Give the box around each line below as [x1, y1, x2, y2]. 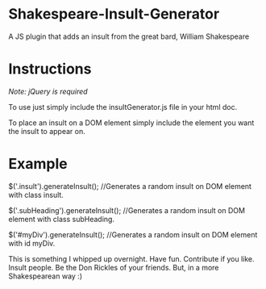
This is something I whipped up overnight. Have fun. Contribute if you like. [8, 253, 256, 263]
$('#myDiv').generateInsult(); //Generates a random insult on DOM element [8, 229, 258, 239]
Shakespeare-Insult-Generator [8, 5, 220, 23]
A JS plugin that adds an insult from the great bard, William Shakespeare [8, 31, 250, 41]
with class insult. [8, 190, 64, 199]
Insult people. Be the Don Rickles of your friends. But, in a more [8, 262, 219, 272]
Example [8, 155, 68, 174]
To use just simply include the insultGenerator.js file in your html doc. [8, 102, 238, 111]
